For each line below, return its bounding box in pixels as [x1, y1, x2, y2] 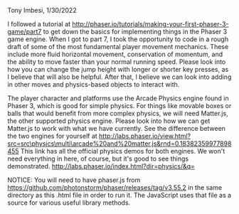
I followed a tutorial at [7, 20, 71, 28]
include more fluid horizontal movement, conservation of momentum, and [7, 50, 223, 58]
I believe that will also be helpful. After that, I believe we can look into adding [7, 73, 232, 81]
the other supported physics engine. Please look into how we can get [7, 117, 211, 125]
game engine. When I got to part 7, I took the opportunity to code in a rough [7, 35, 229, 43]
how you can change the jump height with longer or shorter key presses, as [7, 65, 229, 73]
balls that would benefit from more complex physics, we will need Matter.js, [7, 109, 229, 117]
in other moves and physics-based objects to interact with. [7, 80, 180, 88]
